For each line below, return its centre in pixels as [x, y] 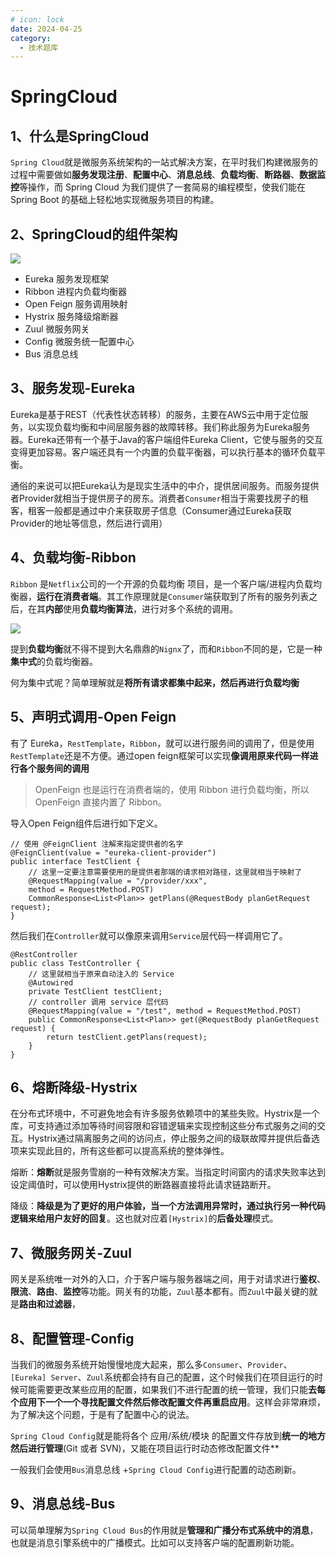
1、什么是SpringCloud [80, 136]
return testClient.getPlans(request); [127, 1037]
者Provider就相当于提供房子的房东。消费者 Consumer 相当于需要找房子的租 [159, 498]
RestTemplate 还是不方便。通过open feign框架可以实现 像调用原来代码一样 [160, 755]
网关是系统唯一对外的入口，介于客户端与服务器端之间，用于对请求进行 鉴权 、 [168, 1279]
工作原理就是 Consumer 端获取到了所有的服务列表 [212, 596]
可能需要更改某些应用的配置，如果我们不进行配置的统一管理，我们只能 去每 [172, 1389]
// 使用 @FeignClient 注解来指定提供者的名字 [97, 844]
